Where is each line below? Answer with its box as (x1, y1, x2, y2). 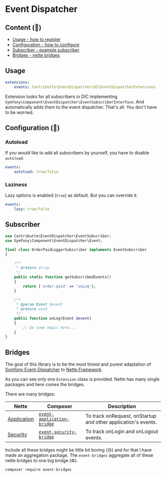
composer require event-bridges (5, 467, 72, 473)
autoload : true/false (14, 169, 58, 174)
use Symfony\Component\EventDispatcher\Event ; (5, 238, 103, 243)
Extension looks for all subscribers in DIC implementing (5, 93, 118, 99)
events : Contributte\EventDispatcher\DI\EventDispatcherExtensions (14, 84, 156, 89)
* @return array (16, 265, 50, 270)
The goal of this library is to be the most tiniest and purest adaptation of (5, 361, 152, 367)
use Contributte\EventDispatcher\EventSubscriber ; (5, 234, 112, 238)
